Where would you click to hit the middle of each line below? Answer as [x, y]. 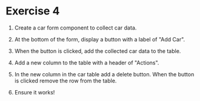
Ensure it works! [35, 92]
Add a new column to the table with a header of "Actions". [87, 63]
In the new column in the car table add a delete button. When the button [104, 74]
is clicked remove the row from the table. [65, 81]
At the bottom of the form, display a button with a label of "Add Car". [100, 39]
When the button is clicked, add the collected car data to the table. [98, 51]
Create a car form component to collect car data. [75, 28]
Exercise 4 [33, 11]
